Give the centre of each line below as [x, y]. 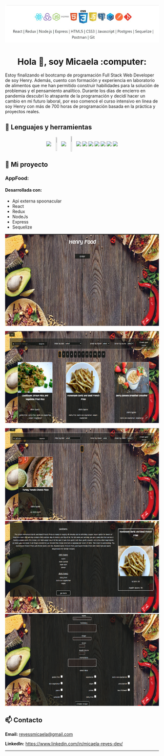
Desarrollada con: [24, 190]
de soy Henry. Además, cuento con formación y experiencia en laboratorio [80, 80]
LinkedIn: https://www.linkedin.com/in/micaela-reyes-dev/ [64, 744]
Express [20, 222]
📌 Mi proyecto [27, 164]
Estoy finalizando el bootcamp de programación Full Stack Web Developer [80, 75]
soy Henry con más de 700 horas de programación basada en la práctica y [80, 106]
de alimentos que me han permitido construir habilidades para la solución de [82, 86]
